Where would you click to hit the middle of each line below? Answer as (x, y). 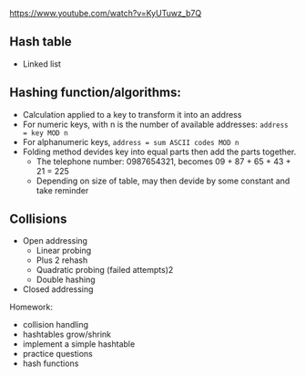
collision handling (56, 325)
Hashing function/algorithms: (96, 93)
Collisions (38, 219)
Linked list (42, 64)
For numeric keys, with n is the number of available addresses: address (155, 124)
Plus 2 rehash (62, 260)
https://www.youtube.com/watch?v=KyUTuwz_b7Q (106, 13)
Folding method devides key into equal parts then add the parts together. (159, 151)
